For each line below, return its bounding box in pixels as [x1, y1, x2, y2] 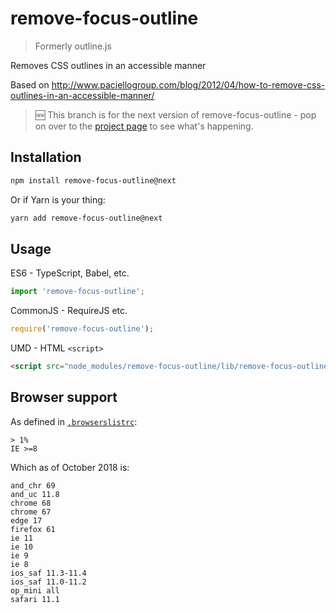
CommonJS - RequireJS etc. [10, 305, 128, 317]
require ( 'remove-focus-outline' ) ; [10, 324, 155, 334]
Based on [10, 78, 50, 91]
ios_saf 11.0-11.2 [10, 577, 87, 587]
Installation [10, 149, 82, 166]
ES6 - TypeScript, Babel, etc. [10, 267, 130, 279]
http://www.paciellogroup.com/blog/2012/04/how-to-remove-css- [51, 78, 326, 91]
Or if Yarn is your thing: [10, 193, 106, 206]
